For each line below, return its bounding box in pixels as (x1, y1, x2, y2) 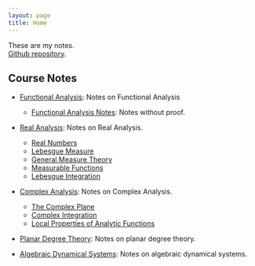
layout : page (8, 11, 51, 20)
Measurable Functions (31, 163, 104, 173)
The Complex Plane (31, 202, 95, 212)
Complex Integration (31, 210, 97, 220)
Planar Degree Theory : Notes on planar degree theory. (19, 234, 196, 244)
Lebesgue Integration (31, 172, 100, 181)
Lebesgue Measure (31, 146, 94, 156)
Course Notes (8, 72, 77, 85)
